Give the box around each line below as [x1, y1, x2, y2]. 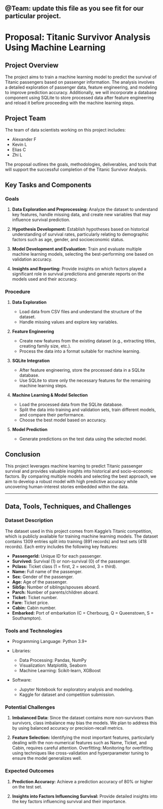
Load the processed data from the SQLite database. [19, 402, 123, 408]
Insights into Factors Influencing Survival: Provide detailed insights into [12, 793, 158, 799]
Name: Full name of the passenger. [12, 568, 83, 574]
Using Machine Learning [5, 42, 106, 53]
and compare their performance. [19, 412, 85, 418]
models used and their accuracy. [12, 276, 78, 282]
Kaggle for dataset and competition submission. [19, 692, 115, 697]
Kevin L [12, 142, 27, 148]
